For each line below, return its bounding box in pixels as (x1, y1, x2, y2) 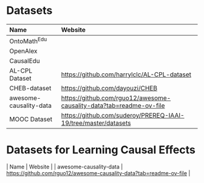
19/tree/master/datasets (61, 119, 131, 127)
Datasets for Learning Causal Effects (6, 143, 195, 157)
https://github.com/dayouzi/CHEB (61, 84, 158, 93)
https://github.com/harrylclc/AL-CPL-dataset (61, 70, 191, 79)
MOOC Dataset (9, 115, 53, 124)
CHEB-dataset (9, 84, 52, 93)
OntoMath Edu (9, 36, 47, 45)
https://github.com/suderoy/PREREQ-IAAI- (61, 111, 185, 120)
